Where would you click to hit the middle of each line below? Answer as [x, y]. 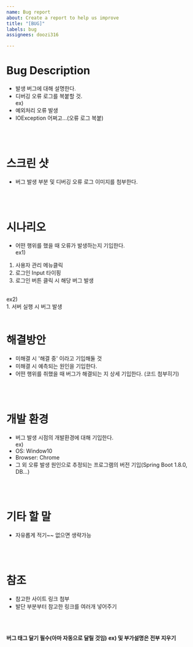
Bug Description [48, 71]
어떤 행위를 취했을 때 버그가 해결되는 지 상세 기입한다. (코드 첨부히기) [97, 374]
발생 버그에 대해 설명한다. [46, 88]
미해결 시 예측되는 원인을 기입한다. [56, 366]
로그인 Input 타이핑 [38, 273]
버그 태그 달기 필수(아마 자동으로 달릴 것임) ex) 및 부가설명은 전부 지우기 [91, 638]
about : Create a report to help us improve [63, 18]
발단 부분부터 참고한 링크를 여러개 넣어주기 [66, 606]
